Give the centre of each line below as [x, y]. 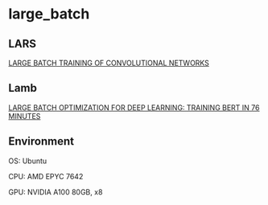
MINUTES [25, 116]
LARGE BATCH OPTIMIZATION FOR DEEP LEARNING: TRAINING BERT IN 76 [134, 107]
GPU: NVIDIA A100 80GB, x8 [56, 192]
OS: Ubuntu [28, 161]
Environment [41, 141]
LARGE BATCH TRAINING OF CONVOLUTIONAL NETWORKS [109, 63]
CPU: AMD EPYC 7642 [46, 176]
